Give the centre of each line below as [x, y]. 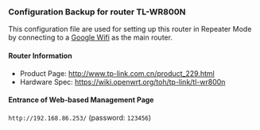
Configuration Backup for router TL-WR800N [97, 12]
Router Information [41, 55]
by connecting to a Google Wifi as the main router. [91, 37]
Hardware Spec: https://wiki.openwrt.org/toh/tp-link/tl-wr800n [122, 82]
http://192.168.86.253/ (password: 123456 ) [80, 117]
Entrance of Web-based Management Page [81, 100]
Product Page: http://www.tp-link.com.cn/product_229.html [117, 73]
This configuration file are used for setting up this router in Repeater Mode [130, 29]
